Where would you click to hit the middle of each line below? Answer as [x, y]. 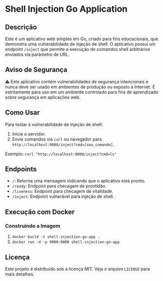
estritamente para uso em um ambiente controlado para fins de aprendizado [82, 92]
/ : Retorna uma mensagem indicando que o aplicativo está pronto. [79, 181]
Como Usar [22, 113]
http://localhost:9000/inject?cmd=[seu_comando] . [63, 144]
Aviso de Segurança [36, 70]
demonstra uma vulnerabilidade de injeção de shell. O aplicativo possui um [81, 44]
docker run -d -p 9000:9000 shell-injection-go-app [66, 242]
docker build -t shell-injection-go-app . [56, 237]
